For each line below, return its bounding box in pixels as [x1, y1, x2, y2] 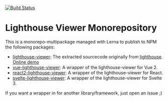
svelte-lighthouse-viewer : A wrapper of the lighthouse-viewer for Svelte [12, 75, 162, 81]
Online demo [12, 59, 39, 65]
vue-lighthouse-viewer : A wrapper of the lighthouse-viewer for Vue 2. [12, 64, 158, 70]
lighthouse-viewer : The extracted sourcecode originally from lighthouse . [12, 53, 163, 59]
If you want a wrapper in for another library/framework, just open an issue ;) [5, 90, 162, 96]
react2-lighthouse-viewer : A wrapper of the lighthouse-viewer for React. [12, 69, 163, 75]
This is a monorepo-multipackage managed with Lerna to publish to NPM [5, 38, 157, 44]
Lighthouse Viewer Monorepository [5, 22, 157, 33]
